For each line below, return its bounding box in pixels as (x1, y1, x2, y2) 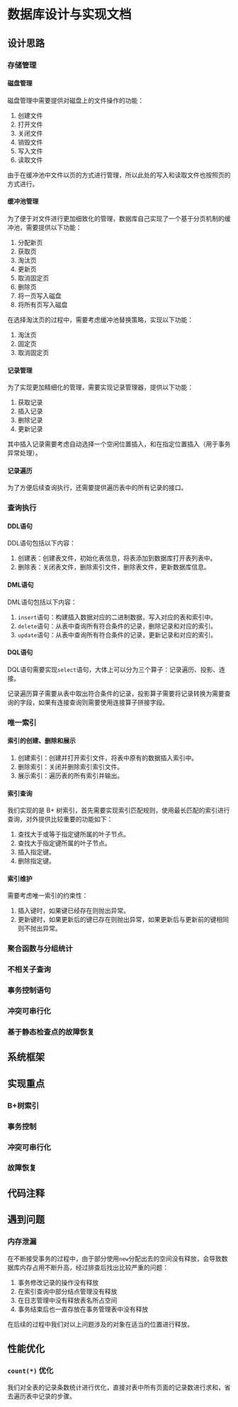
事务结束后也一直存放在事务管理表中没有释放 (17, 1305, 149, 1313)
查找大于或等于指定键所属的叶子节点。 (17, 830, 130, 839)
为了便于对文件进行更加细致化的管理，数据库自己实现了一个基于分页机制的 (7, 214, 225, 222)
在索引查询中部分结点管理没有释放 (17, 1287, 118, 1295)
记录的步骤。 (38, 1392, 76, 1401)
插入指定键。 (17, 848, 55, 857)
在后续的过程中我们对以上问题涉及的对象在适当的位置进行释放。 (7, 1320, 193, 1328)
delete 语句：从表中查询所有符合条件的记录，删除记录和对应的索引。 (17, 621, 217, 630)
